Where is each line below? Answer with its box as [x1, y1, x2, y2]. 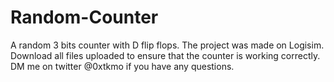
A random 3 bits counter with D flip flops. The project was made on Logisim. [10, 39, 325, 51]
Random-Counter [10, 6, 159, 29]
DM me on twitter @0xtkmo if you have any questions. [10, 60, 235, 72]
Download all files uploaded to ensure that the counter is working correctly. [10, 49, 321, 61]
